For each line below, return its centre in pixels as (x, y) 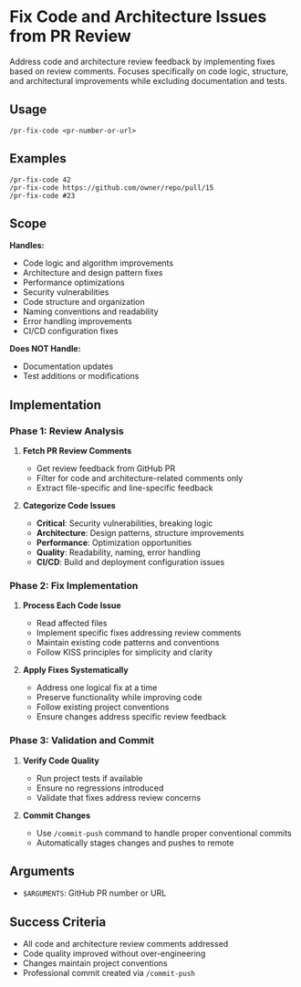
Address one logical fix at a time (97, 688)
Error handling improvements (77, 321)
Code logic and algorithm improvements (98, 263)
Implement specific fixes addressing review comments (139, 633)
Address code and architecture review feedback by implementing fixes (142, 61)
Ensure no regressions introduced (100, 788)
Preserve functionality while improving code (119, 698)
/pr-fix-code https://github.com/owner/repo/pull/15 (112, 188)
